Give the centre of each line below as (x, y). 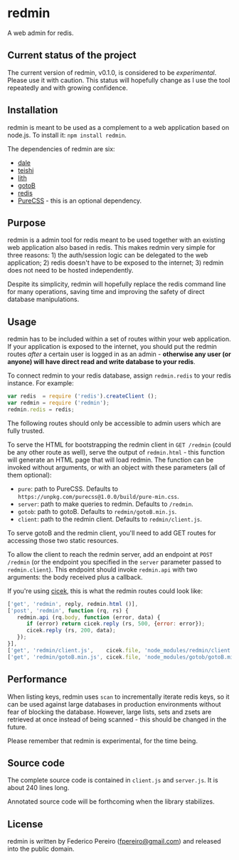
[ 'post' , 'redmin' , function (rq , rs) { (68, 611)
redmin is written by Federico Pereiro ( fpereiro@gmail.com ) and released (115, 841)
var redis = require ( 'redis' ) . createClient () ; (83, 396)
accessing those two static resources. (63, 540)
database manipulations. (43, 299)
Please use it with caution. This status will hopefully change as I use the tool (119, 80)
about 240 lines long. (38, 788)
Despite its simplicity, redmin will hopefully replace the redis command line (117, 284)
